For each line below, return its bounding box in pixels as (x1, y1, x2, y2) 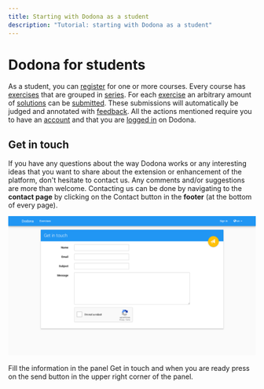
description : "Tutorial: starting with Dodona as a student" (8, 20, 213, 29)
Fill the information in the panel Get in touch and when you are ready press (8, 363, 250, 372)
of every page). (8, 200, 58, 210)
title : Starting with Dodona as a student (8, 13, 149, 20)
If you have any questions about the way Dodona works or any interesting (8, 159, 247, 168)
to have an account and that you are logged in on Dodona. (8, 115, 196, 125)
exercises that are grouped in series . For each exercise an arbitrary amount (8, 90, 251, 100)
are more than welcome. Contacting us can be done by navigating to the (8, 184, 242, 193)
